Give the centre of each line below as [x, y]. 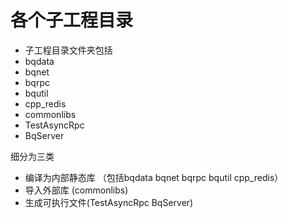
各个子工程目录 [72, 20]
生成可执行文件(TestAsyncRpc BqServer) [109, 202]
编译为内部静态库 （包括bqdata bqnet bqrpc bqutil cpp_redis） [154, 177]
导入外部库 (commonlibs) [76, 190]
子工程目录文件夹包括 [68, 50]
